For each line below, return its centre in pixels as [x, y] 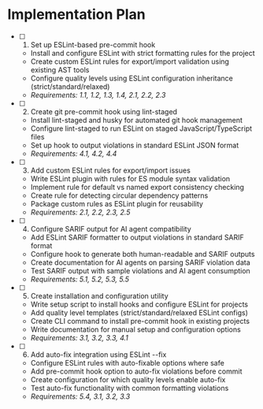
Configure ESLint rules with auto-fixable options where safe [128, 363]
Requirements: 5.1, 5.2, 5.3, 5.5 [80, 279]
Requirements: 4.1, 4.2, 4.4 [74, 153]
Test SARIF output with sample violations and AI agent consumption [141, 270]
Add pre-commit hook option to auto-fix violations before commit [136, 371]
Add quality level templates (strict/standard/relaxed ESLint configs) [139, 312]
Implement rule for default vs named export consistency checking [137, 187]
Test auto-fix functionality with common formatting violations [130, 388]
